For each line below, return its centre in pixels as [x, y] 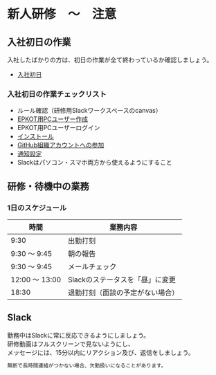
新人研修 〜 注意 [62, 14]
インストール [35, 136]
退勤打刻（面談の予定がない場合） [124, 293]
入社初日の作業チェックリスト [57, 94]
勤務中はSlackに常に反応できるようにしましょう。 [79, 335]
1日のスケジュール [37, 208]
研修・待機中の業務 [48, 186]
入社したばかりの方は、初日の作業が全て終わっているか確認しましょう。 [110, 60]
